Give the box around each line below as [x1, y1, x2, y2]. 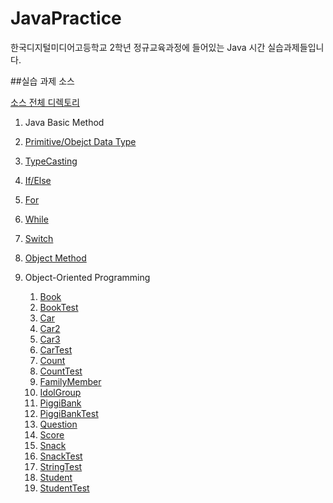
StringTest [39, 460, 83, 472]
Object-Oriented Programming [24, 271, 151, 283]
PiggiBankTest [39, 407, 99, 419]
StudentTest [39, 482, 90, 494]
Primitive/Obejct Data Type [24, 135, 137, 147]
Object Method [24, 252, 87, 264]
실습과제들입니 [267, 41, 325, 53]
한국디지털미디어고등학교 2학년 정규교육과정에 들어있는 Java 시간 [10, 41, 266, 53]
